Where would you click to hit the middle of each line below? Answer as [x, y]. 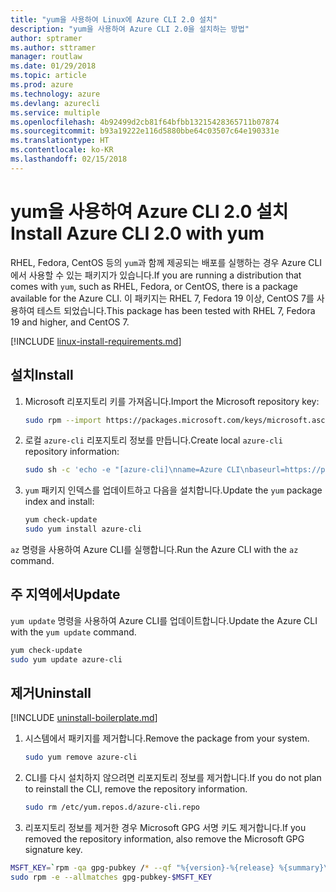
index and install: [59, 502]
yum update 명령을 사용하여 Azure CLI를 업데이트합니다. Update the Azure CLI [164, 620]
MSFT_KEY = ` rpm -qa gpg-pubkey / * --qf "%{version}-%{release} [142, 868]
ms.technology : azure [55, 94]
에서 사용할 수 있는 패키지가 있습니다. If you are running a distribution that [156, 275]
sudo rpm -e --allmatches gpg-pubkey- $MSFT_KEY [111, 877]
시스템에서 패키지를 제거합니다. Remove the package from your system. [167, 738]
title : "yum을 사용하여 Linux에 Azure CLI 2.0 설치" [114, 19]
